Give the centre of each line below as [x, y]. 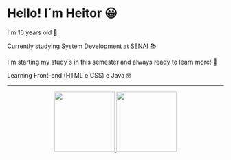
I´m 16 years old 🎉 [32, 32]
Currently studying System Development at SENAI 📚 [82, 46]
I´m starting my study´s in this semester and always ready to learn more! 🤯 [112, 62]
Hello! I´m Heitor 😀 [62, 13]
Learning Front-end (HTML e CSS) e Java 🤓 [69, 75]
